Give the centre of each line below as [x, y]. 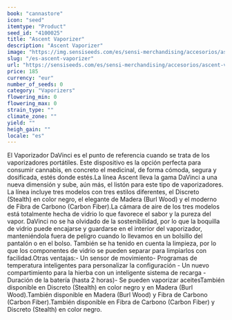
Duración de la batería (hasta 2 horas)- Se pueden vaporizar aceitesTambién [116, 280]
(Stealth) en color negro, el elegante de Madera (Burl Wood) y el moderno [112, 199]
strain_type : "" [30, 110]
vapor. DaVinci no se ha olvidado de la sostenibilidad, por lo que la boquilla [114, 221]
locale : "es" [26, 135]
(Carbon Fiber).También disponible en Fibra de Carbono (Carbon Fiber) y [111, 302]
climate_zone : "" [32, 116]
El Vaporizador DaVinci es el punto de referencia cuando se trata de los [109, 156]
